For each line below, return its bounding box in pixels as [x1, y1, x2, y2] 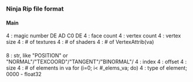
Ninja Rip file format [6, 5, 64, 13]
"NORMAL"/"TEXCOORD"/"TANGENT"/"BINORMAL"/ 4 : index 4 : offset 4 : [6, 58, 187, 65]
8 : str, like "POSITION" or [6, 52, 69, 59]
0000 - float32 [6, 70, 42, 77]
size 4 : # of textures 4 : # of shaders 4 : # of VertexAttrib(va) [6, 39, 154, 46]
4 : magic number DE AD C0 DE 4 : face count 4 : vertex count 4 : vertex [6, 32, 181, 39]
